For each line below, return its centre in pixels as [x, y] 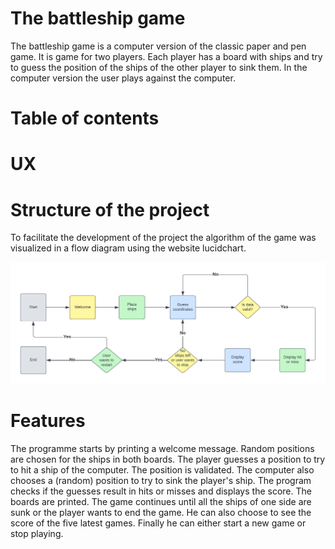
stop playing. [37, 533]
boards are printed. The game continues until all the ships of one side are [161, 501]
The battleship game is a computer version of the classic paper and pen [158, 46]
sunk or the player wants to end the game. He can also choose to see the [161, 512]
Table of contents [85, 118]
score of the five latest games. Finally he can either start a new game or [158, 523]
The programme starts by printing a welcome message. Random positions [162, 448]
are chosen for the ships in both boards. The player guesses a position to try [168, 459]
